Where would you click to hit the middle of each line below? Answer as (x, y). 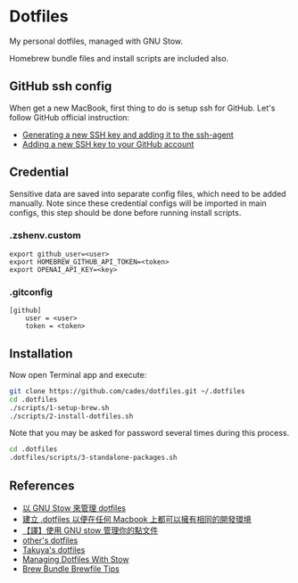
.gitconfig (31, 291)
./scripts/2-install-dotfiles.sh (71, 416)
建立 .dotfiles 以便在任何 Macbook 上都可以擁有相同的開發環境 (137, 520)
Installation (41, 353)
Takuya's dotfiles (54, 550)
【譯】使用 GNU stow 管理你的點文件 (90, 530)
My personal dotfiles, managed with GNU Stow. (96, 41)
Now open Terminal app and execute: (78, 374)
